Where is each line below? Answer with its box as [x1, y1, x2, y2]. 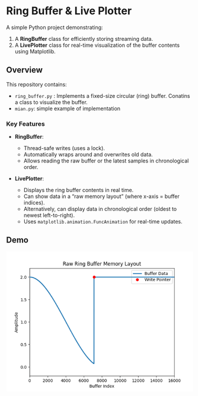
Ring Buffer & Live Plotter [6, 4, 132, 18]
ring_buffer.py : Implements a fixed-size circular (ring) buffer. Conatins [14, 92, 190, 99]
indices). [23, 199, 45, 206]
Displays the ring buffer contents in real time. [23, 187, 134, 194]
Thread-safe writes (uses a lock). [23, 145, 106, 152]
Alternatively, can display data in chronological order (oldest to [23, 206, 177, 213]
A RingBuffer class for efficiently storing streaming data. [14, 35, 153, 42]
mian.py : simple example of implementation [14, 105, 120, 112]
